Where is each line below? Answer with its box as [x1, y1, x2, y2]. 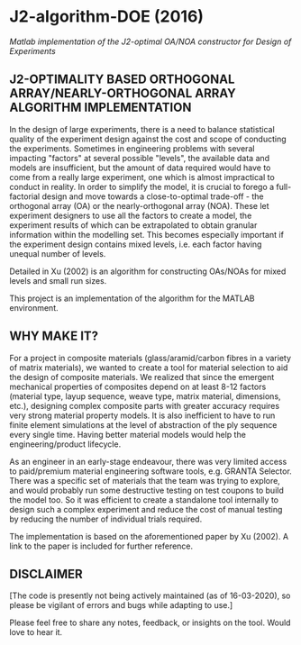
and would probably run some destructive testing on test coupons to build [9, 485, 284, 495]
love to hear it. [9, 627, 63, 638]
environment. [9, 302, 59, 313]
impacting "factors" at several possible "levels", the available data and [9, 152, 270, 163]
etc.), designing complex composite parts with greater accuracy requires [9, 400, 280, 411]
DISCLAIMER [9, 566, 83, 582]
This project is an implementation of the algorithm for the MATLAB [9, 293, 255, 304]
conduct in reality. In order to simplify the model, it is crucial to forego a [9, 181, 275, 192]
